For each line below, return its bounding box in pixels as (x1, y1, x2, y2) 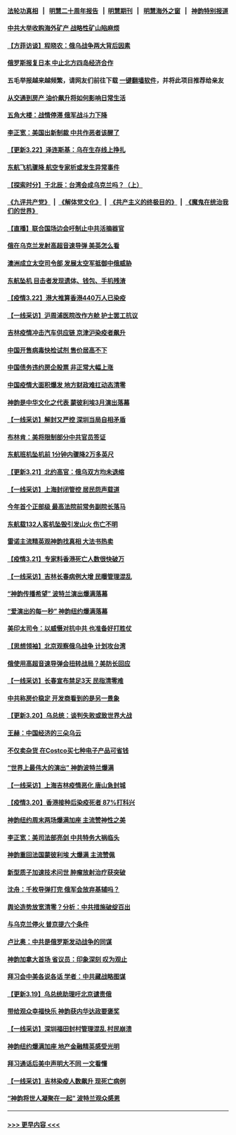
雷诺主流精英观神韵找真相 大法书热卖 (7, 537, 114, 546)
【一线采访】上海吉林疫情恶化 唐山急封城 (7, 781, 126, 789)
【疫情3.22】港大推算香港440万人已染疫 (7, 294, 126, 302)
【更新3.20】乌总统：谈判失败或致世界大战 (7, 711, 132, 720)
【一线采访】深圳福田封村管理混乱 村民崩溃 (7, 1025, 132, 1033)
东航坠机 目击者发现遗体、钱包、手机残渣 (7, 276, 126, 285)
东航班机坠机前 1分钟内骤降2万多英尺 (7, 450, 114, 459)
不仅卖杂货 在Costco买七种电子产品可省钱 (7, 746, 129, 755)
